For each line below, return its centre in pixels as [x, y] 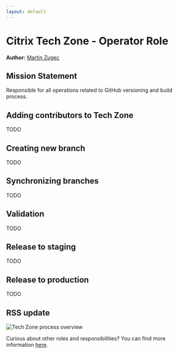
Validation [25, 214]
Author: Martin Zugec [33, 58]
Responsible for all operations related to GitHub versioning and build [89, 90]
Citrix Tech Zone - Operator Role [87, 41]
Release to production [48, 280]
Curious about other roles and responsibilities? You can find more [86, 339]
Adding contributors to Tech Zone [70, 115]
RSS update [28, 313]
